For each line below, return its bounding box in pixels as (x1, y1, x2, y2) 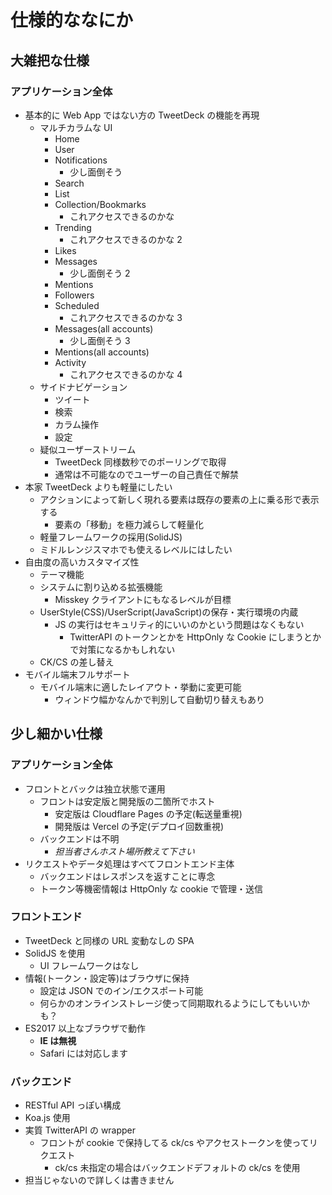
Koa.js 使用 (24, 1112, 71, 1124)
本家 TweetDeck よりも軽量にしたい (24, 481, 173, 493)
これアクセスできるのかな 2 (69, 233, 183, 245)
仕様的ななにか (10, 9, 134, 32)
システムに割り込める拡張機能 (39, 581, 163, 593)
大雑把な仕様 (10, 52, 90, 69)
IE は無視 (39, 1034, 77, 1046)
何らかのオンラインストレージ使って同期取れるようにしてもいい (39, 997, 302, 1009)
